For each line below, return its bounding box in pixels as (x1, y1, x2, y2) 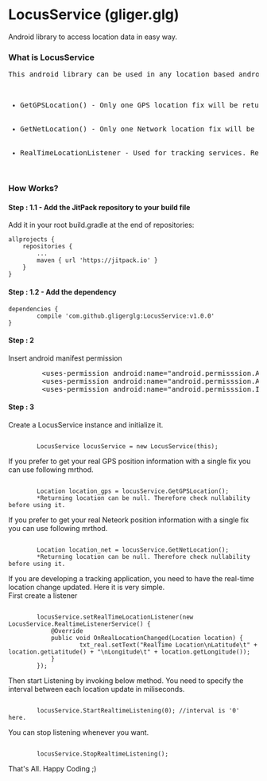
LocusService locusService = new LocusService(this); (37, 442, 219, 451)
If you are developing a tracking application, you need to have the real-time (8, 573, 254, 583)
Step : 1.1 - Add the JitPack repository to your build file (8, 202, 191, 212)
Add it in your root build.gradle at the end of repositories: (8, 221, 195, 230)
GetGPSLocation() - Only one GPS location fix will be (19, 101, 238, 110)
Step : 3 (8, 402, 34, 412)
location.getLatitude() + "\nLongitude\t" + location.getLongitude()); (8, 647, 250, 656)
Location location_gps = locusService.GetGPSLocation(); (37, 487, 229, 495)
